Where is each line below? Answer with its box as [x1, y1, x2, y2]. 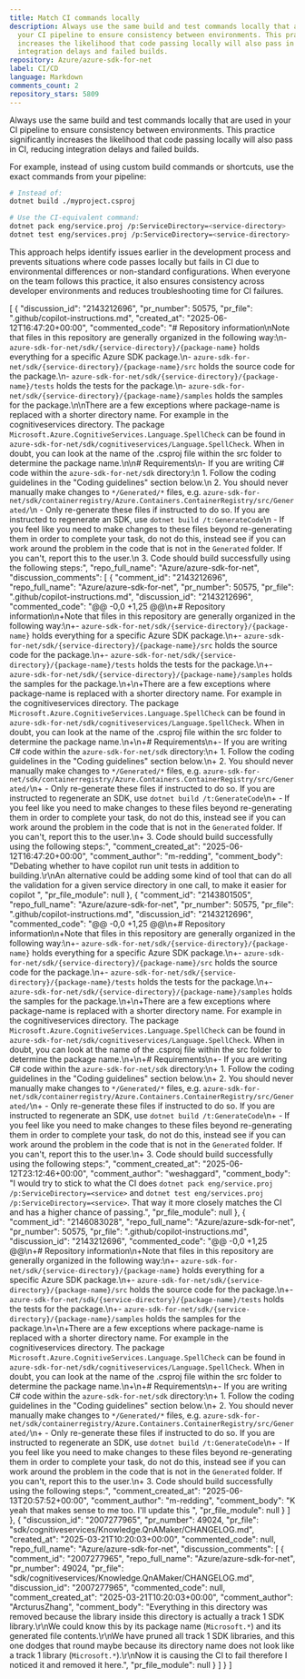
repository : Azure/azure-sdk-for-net [9, 56, 152, 65]
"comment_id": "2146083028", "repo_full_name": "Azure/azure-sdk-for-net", [9, 1216, 296, 1227]
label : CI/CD [9, 65, 59, 74]
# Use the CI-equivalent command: [9, 213, 141, 223]
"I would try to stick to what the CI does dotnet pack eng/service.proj [9, 1178, 274, 1188]
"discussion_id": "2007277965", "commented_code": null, [9, 1582, 226, 1593]
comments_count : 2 [9, 81, 79, 90]
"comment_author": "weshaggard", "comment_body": [90, 1168, 290, 1178]
